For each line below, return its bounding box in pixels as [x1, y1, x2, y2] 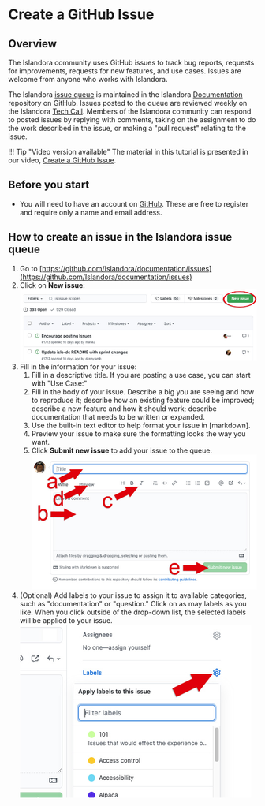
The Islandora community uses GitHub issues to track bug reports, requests [8, 58, 255, 67]
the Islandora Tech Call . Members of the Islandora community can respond [8, 106, 252, 116]
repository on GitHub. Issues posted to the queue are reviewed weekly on [8, 99, 248, 107]
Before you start [8, 178, 90, 192]
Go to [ [19, 263, 43, 273]
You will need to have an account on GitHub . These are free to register [19, 199, 249, 208]
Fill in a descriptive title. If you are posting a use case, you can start [31, 370, 251, 379]
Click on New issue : [19, 280, 85, 289]
